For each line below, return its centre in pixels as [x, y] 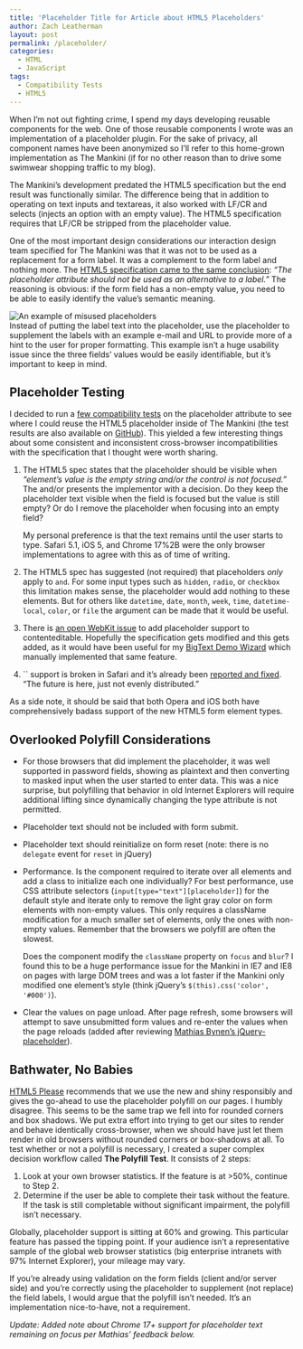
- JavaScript [42, 69]
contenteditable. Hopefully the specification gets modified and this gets [156, 637]
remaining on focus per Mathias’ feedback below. [102, 1334]
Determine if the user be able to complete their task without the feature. [156, 1195]
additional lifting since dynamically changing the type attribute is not [150, 800]
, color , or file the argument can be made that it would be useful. [166, 610]
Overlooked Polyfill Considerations [110, 739]
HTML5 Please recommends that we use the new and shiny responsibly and [151, 1091]
